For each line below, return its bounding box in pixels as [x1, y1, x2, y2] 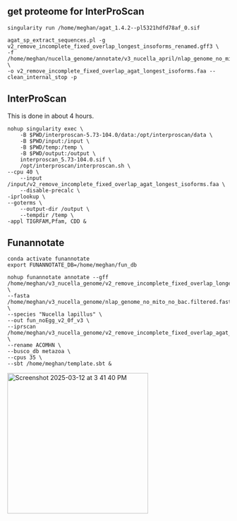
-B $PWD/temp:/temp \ [20, 144, 83, 151]
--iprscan [7, 324, 37, 331]
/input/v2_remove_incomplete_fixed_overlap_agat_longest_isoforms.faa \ [7, 180, 226, 188]
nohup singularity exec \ [7, 125, 83, 133]
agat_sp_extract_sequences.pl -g [7, 37, 106, 44]
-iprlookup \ [7, 193, 46, 200]
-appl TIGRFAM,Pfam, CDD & [7, 218, 87, 225]
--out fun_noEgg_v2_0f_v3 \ [7, 317, 90, 324]
